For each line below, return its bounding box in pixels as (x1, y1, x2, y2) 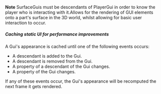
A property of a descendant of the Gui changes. (12, 63, 110, 69)
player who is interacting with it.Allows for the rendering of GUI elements (5, 9, 154, 15)
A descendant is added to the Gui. (12, 53, 82, 59)
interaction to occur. (5, 20, 46, 26)
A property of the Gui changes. (12, 68, 76, 74)
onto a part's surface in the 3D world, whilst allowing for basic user (5, 15, 142, 20)
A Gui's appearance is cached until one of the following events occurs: (5, 43, 150, 49)
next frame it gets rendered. (5, 83, 62, 89)
